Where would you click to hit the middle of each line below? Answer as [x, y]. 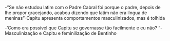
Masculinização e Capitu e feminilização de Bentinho [61, 33]
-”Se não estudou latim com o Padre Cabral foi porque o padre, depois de [83, 7]
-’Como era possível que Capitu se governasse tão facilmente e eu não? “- [84, 28]
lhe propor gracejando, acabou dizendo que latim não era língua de [76, 13]
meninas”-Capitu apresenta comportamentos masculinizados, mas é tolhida [85, 18]
